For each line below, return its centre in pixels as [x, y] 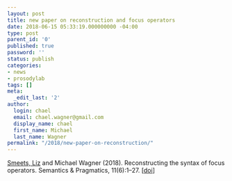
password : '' [26, 53]
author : [18, 104]
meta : [15, 91]
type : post [23, 33]
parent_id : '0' [29, 40]
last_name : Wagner [40, 136]
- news [17, 72]
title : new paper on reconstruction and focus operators [91, 20]
